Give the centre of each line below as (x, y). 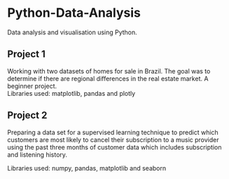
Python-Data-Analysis (74, 13)
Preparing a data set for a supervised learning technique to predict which (113, 132)
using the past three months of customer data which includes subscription (114, 147)
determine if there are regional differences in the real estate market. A (108, 78)
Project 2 (27, 116)
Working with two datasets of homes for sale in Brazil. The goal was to (109, 71)
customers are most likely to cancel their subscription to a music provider (113, 139)
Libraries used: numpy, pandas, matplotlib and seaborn (87, 168)
